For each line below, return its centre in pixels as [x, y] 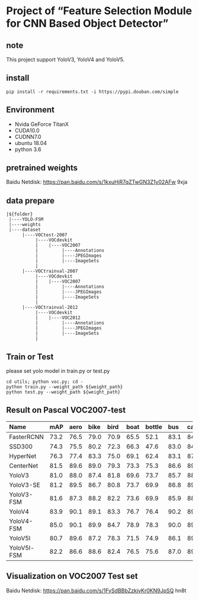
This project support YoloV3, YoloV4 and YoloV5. [65, 59]
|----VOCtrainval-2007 [50, 271]
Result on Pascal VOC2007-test [66, 410]
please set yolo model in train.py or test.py [58, 371]
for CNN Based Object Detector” [87, 23]
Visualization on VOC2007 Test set [72, 576]
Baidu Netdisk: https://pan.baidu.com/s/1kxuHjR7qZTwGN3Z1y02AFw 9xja [97, 182]
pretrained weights [42, 168]
